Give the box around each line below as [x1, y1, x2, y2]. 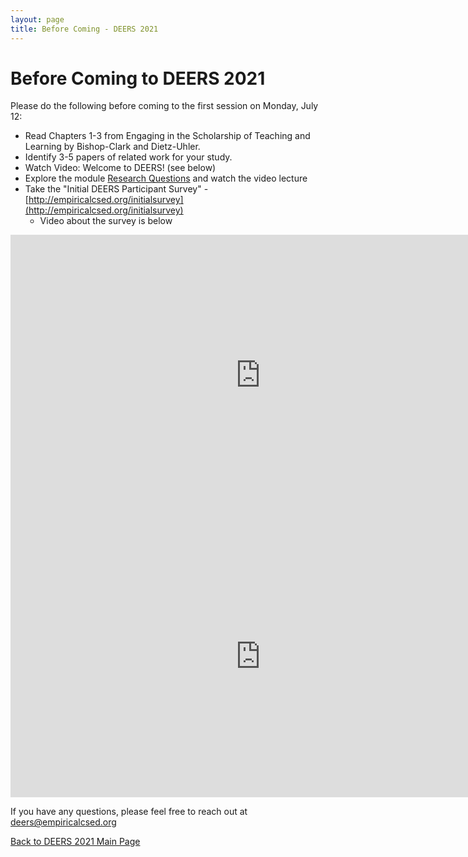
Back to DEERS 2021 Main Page [10, 836, 141, 848]
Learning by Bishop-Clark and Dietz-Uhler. [24, 141, 201, 153]
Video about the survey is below [39, 215, 173, 227]
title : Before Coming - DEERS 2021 [10, 24, 159, 34]
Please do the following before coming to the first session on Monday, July [10, 100, 319, 112]
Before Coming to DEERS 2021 [10, 67, 266, 90]
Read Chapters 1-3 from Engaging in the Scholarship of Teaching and [24, 130, 311, 142]
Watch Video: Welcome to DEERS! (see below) [24, 162, 217, 174]
